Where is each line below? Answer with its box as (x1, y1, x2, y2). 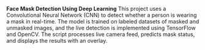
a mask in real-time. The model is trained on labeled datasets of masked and (6, 18, 199, 25)
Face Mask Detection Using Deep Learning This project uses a (6, 5, 166, 12)
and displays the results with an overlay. (6, 37, 108, 44)
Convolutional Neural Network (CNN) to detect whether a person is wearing (6, 11, 197, 19)
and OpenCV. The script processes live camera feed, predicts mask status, (6, 31, 195, 38)
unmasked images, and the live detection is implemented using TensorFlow (6, 24, 196, 31)
